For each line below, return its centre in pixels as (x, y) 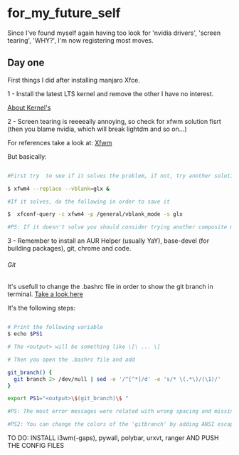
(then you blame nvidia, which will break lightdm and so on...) (97, 129)
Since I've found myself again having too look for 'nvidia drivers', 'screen (114, 33)
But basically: (27, 156)
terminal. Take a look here (45, 294)
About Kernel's (29, 108)
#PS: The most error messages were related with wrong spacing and (110, 412)
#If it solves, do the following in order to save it (89, 202)
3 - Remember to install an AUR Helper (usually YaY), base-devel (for (108, 241)
